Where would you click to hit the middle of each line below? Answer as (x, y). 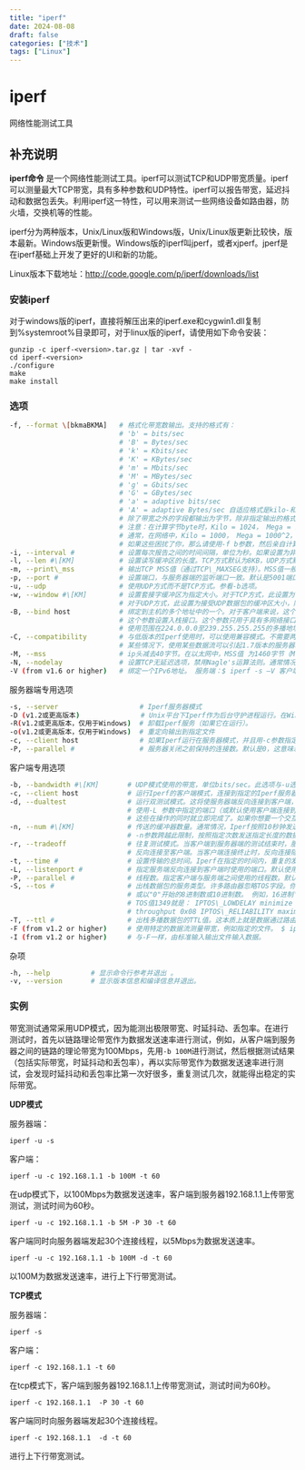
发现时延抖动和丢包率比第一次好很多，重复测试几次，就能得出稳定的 (160, 1073)
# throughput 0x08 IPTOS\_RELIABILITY (200, 912)
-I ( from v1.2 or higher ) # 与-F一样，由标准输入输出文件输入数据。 (138, 937)
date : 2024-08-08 (42, 26)
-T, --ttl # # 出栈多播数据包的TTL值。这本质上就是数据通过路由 (153, 920)
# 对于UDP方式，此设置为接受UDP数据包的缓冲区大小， (207, 603)
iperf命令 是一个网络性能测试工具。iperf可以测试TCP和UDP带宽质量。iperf (149, 177)
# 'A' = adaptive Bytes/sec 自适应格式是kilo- (205, 511)
